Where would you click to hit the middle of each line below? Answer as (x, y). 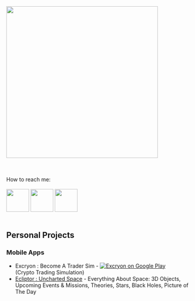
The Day (25, 291)
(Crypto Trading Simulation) (50, 272)
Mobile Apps (25, 252)
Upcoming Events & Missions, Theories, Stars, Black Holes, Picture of (102, 285)
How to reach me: (28, 179)
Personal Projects (40, 235)
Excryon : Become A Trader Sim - (57, 266)
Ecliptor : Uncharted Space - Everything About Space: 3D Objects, (98, 279)
